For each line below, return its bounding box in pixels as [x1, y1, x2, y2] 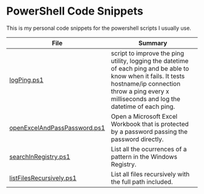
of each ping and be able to [110, 64, 189, 72]
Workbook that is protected [110, 120, 189, 128]
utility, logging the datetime [110, 57, 189, 65]
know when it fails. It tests [110, 72, 185, 80]
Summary [138, 38, 168, 47]
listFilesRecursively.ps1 [9, 173, 77, 182]
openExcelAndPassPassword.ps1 [9, 123, 105, 132]
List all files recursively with [110, 170, 190, 178]
